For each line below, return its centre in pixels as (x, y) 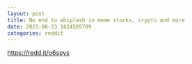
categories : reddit (35, 33)
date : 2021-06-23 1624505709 (49, 26)
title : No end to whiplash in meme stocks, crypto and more (96, 20)
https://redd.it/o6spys (38, 53)
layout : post (26, 14)
